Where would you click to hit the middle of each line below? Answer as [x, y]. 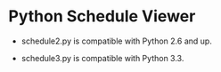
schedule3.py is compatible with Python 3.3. [102, 58]
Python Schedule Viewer [102, 16]
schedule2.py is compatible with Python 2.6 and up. [117, 41]
